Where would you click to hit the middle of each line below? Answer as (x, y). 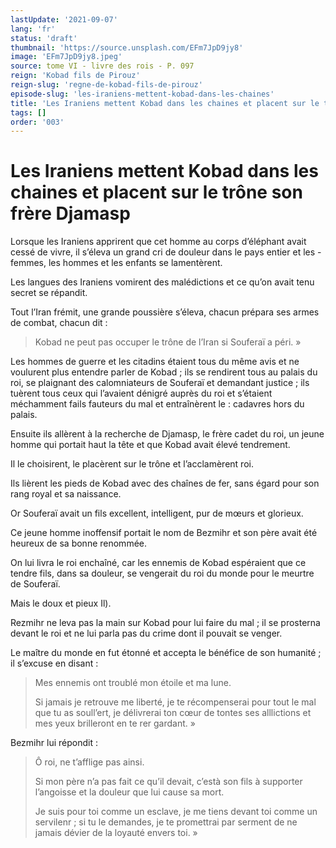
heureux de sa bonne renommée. (78, 543)
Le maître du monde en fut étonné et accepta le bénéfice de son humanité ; (166, 653)
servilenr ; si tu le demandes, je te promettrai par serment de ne (166, 822)
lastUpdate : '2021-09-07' (64, 19)
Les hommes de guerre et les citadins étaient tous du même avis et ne (155, 362)
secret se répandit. (49, 293)
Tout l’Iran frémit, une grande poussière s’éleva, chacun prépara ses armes (165, 312)
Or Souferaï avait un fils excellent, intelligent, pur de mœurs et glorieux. (157, 513)
